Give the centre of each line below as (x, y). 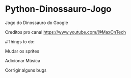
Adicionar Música (23, 60)
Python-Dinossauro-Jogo (58, 9)
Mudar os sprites (22, 51)
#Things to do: (20, 41)
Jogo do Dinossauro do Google (37, 23)
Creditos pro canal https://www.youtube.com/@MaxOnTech (65, 32)
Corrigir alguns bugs (26, 70)
